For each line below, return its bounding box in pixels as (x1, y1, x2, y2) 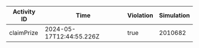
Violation (127, 11, 154, 20)
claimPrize (9, 29, 38, 37)
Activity (12, 8, 36, 15)
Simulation (159, 11, 190, 20)
